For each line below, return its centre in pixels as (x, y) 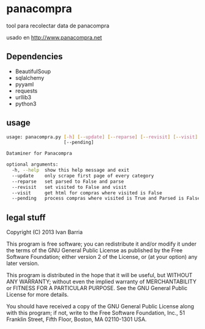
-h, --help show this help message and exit (71, 170)
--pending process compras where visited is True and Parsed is (98, 199)
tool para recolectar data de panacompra (58, 26)
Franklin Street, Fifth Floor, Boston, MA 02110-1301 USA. (77, 319)
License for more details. (38, 295)
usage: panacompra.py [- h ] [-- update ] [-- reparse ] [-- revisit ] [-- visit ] (102, 137)
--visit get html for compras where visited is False (87, 193)
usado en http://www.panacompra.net (54, 37)
